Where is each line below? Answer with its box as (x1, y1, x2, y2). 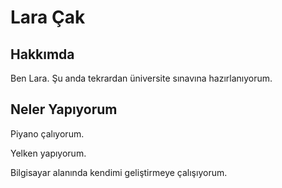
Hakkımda (10, 46, 75, 63)
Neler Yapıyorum (10, 101, 118, 118)
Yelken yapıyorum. (10, 147, 87, 159)
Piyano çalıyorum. (10, 127, 85, 140)
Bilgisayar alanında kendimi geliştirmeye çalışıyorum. (10, 166, 228, 178)
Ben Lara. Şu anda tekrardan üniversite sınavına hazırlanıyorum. (10, 72, 273, 84)
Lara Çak (10, 6, 86, 29)
